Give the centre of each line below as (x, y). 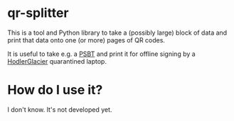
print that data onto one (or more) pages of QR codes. (86, 40)
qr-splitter (38, 13)
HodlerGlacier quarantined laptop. (57, 61)
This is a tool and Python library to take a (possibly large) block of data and (117, 33)
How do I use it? (55, 90)
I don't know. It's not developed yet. (60, 109)
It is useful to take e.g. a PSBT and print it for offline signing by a (101, 54)
